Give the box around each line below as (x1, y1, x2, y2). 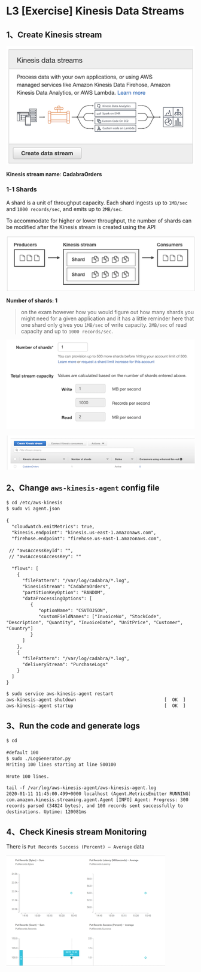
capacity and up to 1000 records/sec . (20, 328, 114, 335)
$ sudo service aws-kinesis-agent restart (6, 691, 114, 697)
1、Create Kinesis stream (6, 29, 102, 40)
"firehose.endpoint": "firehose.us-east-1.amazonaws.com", (11, 535, 162, 542)
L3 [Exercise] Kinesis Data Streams (6, 4, 184, 18)
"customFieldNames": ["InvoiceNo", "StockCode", (38, 613, 162, 620)
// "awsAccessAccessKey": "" (8, 553, 82, 560)
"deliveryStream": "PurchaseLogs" (22, 661, 109, 668)
